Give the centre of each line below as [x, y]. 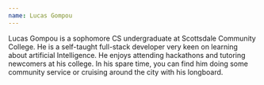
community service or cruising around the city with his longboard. [116, 71]
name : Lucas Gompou [40, 15]
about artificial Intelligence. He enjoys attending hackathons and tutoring [127, 55]
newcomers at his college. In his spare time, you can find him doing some [128, 64]
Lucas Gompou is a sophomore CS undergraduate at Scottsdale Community [132, 38]
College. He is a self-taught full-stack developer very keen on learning [123, 46]
